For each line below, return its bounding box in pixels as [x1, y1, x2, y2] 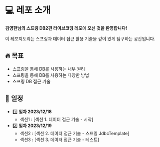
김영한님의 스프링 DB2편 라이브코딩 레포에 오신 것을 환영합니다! [5, 25, 128, 31]
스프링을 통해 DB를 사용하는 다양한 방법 [12, 72, 89, 78]
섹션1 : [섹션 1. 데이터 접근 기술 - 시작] [19, 116, 94, 122]
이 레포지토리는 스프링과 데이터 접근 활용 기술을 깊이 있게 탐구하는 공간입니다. [5, 35, 156, 41]
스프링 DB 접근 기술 [12, 78, 51, 84]
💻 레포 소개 [5, 4, 51, 16]
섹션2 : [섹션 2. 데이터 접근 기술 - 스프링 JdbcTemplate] [19, 130, 130, 136]
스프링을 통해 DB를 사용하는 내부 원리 [12, 66, 85, 72]
